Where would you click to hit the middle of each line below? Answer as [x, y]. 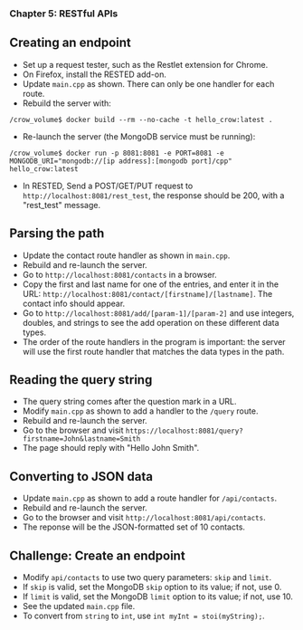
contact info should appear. [74, 303]
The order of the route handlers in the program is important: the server [154, 341]
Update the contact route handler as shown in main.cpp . [126, 255]
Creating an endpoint [70, 43]
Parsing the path [57, 234]
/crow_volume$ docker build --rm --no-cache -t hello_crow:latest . [141, 119]
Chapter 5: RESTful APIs [64, 14]
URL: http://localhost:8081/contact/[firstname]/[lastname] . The [147, 293]
